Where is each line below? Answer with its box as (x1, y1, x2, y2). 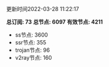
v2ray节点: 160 (15, 54, 53, 61)
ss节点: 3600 (15, 31, 48, 38)
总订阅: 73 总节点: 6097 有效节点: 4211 (6, 18, 103, 26)
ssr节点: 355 (15, 39, 47, 46)
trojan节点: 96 (15, 46, 50, 54)
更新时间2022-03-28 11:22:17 (6, 5, 79, 12)
